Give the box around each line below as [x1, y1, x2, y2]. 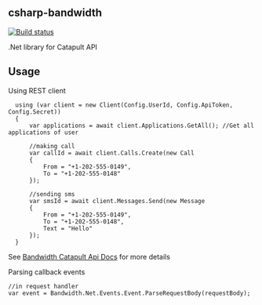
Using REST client [8, 85, 67, 95]
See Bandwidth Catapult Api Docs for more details [8, 252, 171, 261]
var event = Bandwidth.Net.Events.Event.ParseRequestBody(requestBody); [8, 289, 251, 297]
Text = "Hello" [42, 224, 93, 232]
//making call [28, 142, 76, 150]
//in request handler [8, 282, 79, 290]
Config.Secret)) [8, 107, 61, 116]
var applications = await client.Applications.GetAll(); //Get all [28, 122, 255, 129]
